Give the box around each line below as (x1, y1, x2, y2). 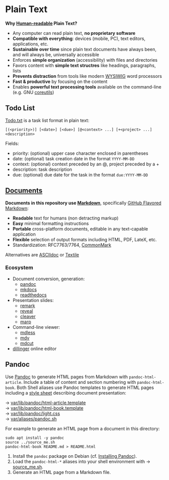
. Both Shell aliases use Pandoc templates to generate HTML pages (14, 384, 154, 390)
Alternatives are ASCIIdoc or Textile (5, 251, 79, 257)
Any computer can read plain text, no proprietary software (12, 30, 136, 36)
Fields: (5, 140, 19, 146)
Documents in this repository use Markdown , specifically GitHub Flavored (5, 200, 161, 206)
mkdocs (20, 286, 37, 292)
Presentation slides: (12, 297, 54, 303)
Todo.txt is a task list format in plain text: (5, 117, 90, 123)
